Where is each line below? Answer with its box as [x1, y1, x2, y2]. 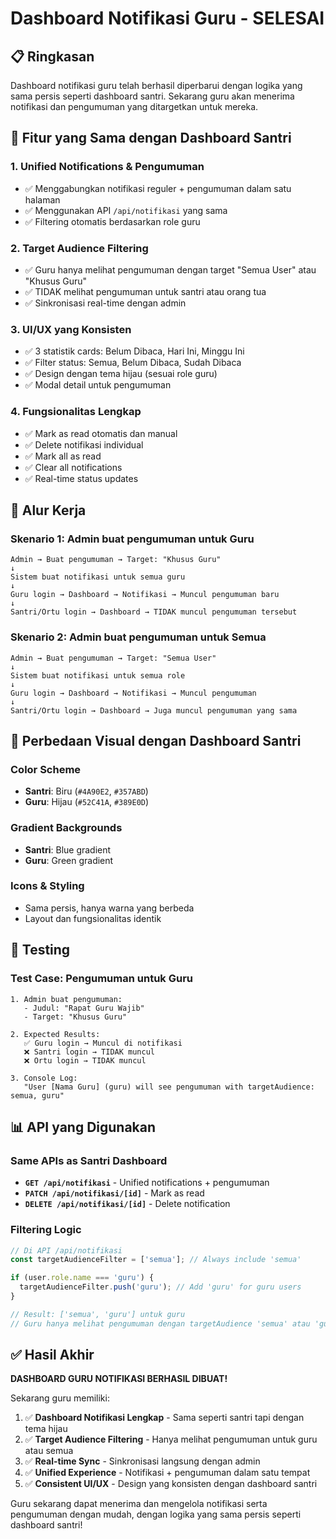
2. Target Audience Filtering [10, 241, 149, 255]
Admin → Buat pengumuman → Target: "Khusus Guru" [10, 555, 222, 565]
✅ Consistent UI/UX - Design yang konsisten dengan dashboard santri [24, 1478, 318, 1490]
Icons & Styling [10, 879, 85, 893]
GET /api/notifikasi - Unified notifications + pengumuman [24, 1177, 270, 1189]
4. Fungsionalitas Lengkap [10, 405, 142, 419]
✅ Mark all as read [24, 450, 102, 462]
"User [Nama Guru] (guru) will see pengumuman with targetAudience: [23, 1082, 315, 1092]
